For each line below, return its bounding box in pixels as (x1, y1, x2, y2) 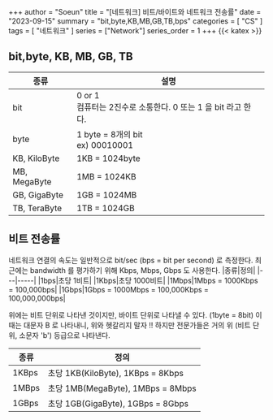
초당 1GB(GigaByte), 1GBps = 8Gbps (47, 397, 189, 409)
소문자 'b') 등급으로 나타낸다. (19, 330, 111, 340)
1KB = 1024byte (76, 153, 141, 164)
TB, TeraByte (12, 202, 63, 214)
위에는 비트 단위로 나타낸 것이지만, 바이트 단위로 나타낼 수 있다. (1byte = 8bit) (8, 310, 254, 319)
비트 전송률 (8, 232, 61, 246)
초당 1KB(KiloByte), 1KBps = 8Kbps (47, 367, 184, 379)
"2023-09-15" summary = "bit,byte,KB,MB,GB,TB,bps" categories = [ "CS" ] (8, 16, 263, 26)
